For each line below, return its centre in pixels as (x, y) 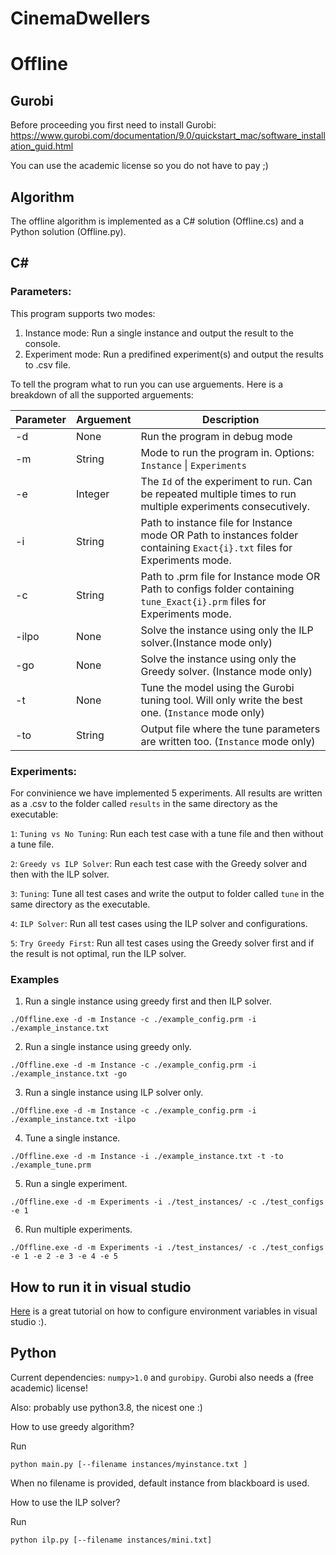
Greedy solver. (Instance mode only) (226, 671)
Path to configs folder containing (217, 589)
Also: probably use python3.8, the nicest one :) (106, 1407)
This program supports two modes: (83, 313)
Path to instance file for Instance (216, 522)
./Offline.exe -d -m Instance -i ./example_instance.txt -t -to (147, 1157)
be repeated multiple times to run (218, 494)
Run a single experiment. (76, 1184)
